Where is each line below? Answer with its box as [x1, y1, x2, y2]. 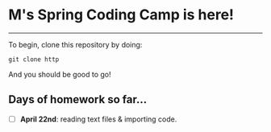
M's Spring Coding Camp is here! [8, 6, 235, 24]
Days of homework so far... [8, 93, 148, 106]
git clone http [8, 55, 60, 64]
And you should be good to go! [8, 69, 111, 79]
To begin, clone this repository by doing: [8, 39, 143, 49]
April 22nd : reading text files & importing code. [19, 114, 177, 124]
